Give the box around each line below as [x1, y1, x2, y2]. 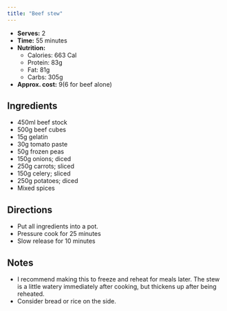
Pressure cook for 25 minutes [17, 230, 101, 238]
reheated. [17, 290, 45, 298]
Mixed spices [17, 184, 55, 193]
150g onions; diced [17, 155, 72, 163]
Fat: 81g [27, 65, 50, 74]
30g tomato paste [17, 140, 68, 149]
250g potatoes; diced [17, 177, 78, 185]
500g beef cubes [17, 125, 67, 134]
